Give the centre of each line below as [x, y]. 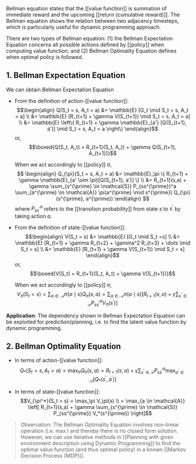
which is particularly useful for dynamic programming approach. [83, 27]
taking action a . [33, 216]
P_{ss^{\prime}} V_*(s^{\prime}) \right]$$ [103, 413]
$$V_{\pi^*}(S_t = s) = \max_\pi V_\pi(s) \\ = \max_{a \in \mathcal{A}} [103, 401]
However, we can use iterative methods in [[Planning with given [97, 437]
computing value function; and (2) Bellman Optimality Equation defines [91, 51]
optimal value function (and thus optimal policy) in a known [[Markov [103, 449]
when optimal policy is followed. [45, 57]
